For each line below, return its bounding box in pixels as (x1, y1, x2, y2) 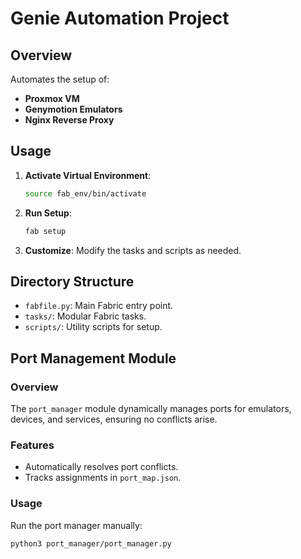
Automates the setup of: (10, 73, 110, 85)
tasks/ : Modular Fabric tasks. (24, 310, 147, 322)
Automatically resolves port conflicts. (24, 461, 179, 473)
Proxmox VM (24, 93, 80, 104)
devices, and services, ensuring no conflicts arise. (10, 413, 218, 426)
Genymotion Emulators (24, 103, 123, 115)
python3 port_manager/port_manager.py (10, 538, 172, 549)
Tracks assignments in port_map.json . (24, 472, 182, 484)
